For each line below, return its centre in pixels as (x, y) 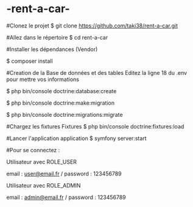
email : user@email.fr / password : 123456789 (64, 174)
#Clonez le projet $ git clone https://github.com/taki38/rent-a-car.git (92, 26)
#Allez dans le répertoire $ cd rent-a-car (57, 37)
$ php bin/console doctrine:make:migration (61, 103)
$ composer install (30, 61)
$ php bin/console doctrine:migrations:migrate (65, 114)
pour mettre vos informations (43, 79)
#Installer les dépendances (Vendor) (52, 49)
